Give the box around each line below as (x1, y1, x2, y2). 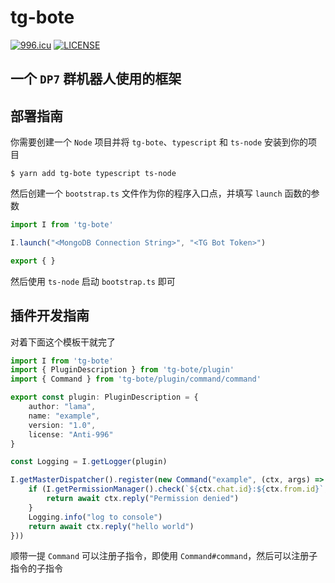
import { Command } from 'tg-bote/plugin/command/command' (10, 374, 262, 385)
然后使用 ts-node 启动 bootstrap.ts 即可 (10, 275, 176, 287)
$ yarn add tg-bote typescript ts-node (10, 169, 177, 179)
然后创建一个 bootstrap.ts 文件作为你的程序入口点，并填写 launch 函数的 (10, 187, 312, 200)
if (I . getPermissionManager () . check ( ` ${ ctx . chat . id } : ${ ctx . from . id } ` (28, 484, 325, 495)
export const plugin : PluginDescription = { (10, 392, 199, 403)
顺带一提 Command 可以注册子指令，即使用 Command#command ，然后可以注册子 (10, 550, 318, 562)
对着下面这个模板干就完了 (10, 336, 116, 348)
